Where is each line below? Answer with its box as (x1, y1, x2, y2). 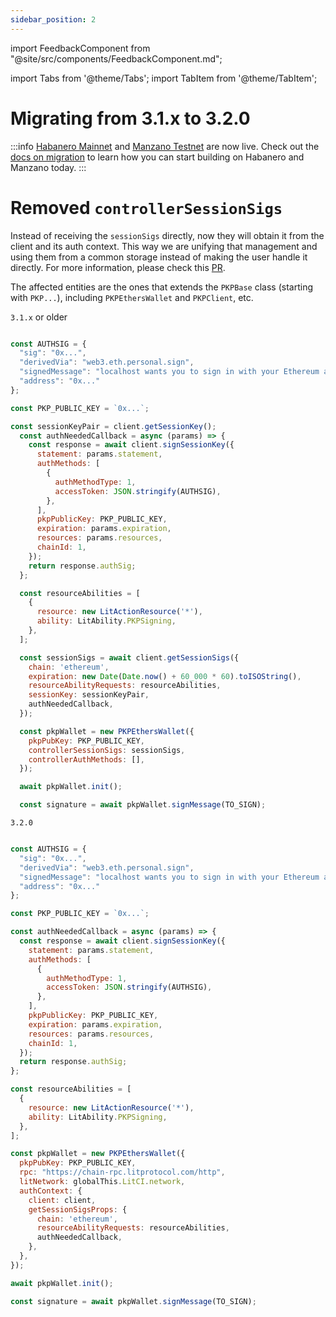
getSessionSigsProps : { (28, 1204, 128, 1215)
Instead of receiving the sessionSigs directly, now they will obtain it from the (10, 229, 325, 241)
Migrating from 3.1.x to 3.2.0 (10, 107, 251, 130)
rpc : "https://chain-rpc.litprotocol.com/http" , (19, 1167, 226, 1178)
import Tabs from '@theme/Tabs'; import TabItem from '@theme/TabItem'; (10, 72, 318, 84)
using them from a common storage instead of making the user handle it (10, 251, 308, 263)
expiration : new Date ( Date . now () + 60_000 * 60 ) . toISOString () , (28, 671, 302, 681)
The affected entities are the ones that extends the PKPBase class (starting (10, 281, 314, 293)
